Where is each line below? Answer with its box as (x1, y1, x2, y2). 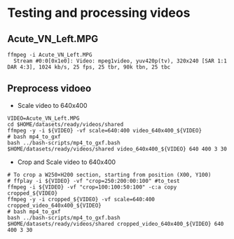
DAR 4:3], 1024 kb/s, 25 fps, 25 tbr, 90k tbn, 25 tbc (7, 64, 171, 71)
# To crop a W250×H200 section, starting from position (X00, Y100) (7, 171, 212, 178)
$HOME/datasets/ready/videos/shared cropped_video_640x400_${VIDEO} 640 (7, 220, 224, 227)
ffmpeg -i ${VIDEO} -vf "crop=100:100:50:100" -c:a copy (7, 184, 177, 191)
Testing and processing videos (7, 5, 191, 21)
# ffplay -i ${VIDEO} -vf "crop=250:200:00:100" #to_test (7, 177, 180, 184)
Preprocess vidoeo (7, 83, 92, 95)
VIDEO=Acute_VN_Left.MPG (7, 114, 80, 122)
